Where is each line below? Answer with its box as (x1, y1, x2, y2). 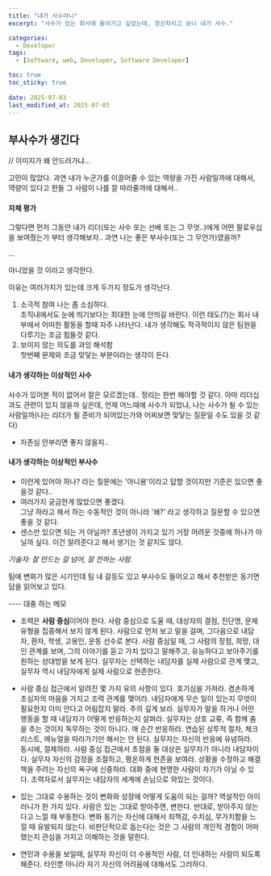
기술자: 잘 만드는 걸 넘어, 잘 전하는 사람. (8, 554, 133, 564)
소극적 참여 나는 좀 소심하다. (19, 300, 109, 309)
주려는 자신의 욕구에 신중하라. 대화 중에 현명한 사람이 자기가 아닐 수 (35, 764, 246, 773)
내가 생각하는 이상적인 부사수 (8, 457, 98, 467)
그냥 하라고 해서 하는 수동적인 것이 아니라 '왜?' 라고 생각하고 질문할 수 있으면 (19, 506, 261, 517)
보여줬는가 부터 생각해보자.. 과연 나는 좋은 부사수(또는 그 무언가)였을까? (16, 233, 241, 242)
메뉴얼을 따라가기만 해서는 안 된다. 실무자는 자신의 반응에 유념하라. (44, 734, 252, 744)
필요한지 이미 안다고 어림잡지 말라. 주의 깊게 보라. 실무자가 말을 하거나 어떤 (19, 703, 255, 713)
